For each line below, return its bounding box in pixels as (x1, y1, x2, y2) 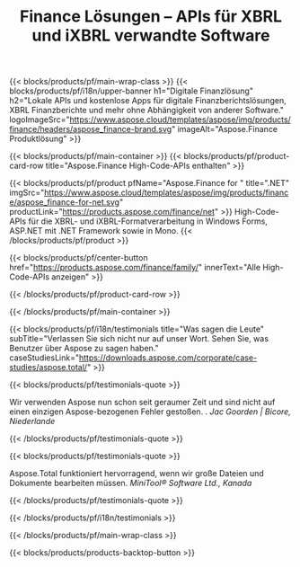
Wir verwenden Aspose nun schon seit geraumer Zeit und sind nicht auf (9, 397, 276, 408)
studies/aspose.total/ (9, 362, 88, 373)
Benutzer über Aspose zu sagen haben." (9, 343, 159, 354)
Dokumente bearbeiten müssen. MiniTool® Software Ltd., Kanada (9, 478, 252, 489)
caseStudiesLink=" (9, 352, 79, 363)
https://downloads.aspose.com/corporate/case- (78, 352, 258, 363)
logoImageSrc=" (9, 114, 70, 125)
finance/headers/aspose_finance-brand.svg (9, 124, 172, 135)
